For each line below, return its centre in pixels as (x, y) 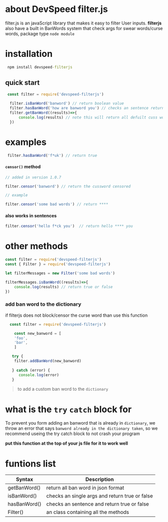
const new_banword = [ (38, 333)
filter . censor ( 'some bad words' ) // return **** (57, 204)
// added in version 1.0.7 (33, 177)
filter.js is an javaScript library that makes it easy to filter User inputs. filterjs (83, 23)
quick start (22, 83)
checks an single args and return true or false (100, 496)
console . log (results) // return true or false (63, 287)
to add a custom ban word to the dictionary (63, 389)
